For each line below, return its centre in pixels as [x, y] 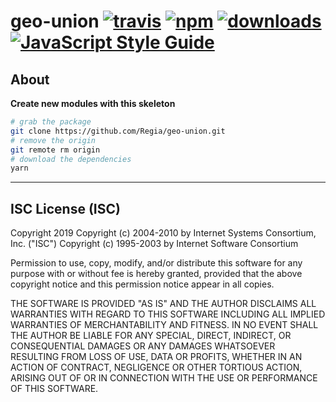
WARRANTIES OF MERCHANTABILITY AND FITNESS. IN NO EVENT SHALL [164, 325]
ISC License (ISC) [65, 208]
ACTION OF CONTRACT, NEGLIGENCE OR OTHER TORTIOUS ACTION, [156, 367]
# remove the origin [53, 140]
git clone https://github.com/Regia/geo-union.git [118, 131]
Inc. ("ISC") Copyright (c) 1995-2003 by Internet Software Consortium [154, 244]
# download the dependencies [71, 159]
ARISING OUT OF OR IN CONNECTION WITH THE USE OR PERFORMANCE [164, 378]
